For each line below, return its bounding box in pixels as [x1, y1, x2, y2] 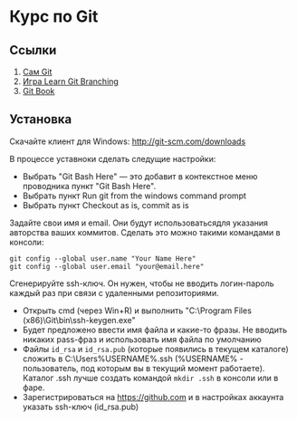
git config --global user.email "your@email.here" [9, 262, 205, 271]
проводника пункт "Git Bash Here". [22, 180, 157, 191]
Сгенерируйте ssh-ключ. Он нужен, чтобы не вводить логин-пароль [9, 278, 274, 289]
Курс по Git [9, 6, 99, 27]
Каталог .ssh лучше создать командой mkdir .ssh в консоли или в [22, 372, 279, 383]
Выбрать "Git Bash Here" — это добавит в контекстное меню [22, 170, 258, 182]
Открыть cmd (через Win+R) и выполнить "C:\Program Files [22, 305, 252, 316]
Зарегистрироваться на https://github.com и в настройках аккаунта [22, 391, 284, 402]
